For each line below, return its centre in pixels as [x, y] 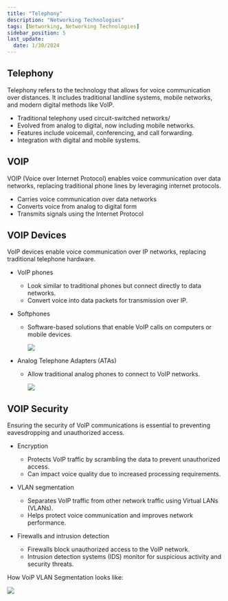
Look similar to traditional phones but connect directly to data [114, 286]
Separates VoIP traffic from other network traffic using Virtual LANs [123, 501]
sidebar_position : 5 [37, 33]
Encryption [33, 446]
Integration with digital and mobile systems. [79, 140]
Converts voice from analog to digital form [77, 206]
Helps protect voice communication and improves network [110, 516]
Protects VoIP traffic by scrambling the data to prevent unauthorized [124, 460]
